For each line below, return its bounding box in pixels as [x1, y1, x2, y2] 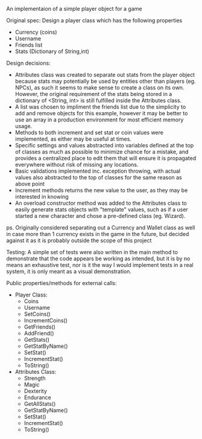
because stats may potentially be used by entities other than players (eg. [14, 78, 196, 85]
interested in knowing [14, 193, 69, 200]
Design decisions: [6, 60, 51, 66]
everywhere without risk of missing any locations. [14, 161, 139, 168]
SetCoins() [24, 310, 51, 318]
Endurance [24, 394, 51, 401]
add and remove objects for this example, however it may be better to [14, 110, 188, 117]
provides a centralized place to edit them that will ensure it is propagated [14, 155, 197, 162]
